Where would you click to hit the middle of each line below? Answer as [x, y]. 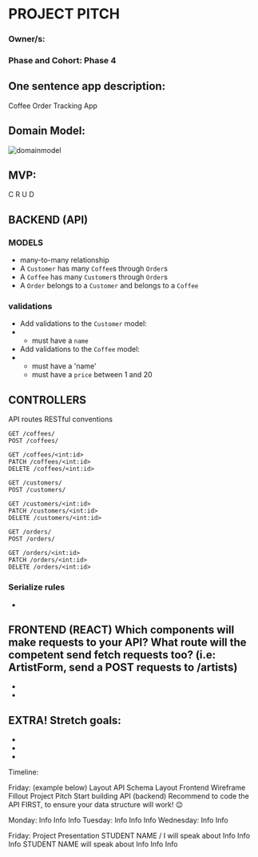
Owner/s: [27, 39]
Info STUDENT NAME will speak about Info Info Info [93, 844]
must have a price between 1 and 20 [92, 375]
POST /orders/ [32, 539]
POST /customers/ [37, 490]
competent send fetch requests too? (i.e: [112, 655]
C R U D [21, 195]
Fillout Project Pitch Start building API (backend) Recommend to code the [129, 796]
